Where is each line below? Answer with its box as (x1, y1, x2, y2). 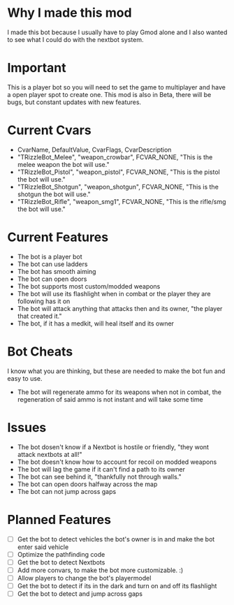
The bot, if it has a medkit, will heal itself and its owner (17, 319, 175, 328)
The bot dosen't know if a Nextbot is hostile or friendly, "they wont (17, 442, 210, 451)
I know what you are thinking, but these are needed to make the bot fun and (7, 367, 226, 375)
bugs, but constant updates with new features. (7, 98, 142, 106)
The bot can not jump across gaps (17, 487, 117, 495)
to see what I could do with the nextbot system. (7, 35, 144, 43)
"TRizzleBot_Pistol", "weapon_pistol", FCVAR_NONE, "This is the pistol (17, 168, 220, 176)
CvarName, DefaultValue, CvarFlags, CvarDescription (17, 145, 172, 154)
